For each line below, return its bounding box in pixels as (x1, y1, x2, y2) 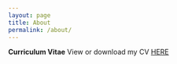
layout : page (8, 11, 51, 20)
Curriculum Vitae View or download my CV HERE (8, 48, 169, 57)
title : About (8, 19, 51, 27)
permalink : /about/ (8, 26, 72, 34)
